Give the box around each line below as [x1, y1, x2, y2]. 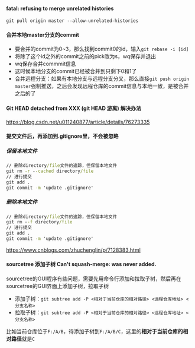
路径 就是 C [11, 336, 35, 343]
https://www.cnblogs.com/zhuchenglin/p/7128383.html [6, 246, 141, 254]
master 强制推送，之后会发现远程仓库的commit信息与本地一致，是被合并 [14, 83, 189, 90]
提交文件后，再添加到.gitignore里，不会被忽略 [6, 132, 119, 140]
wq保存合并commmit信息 [14, 60, 76, 68]
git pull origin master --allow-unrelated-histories [6, 18, 139, 24]
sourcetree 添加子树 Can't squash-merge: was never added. [6, 261, 157, 268]
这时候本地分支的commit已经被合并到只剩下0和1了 [14, 68, 137, 75]
